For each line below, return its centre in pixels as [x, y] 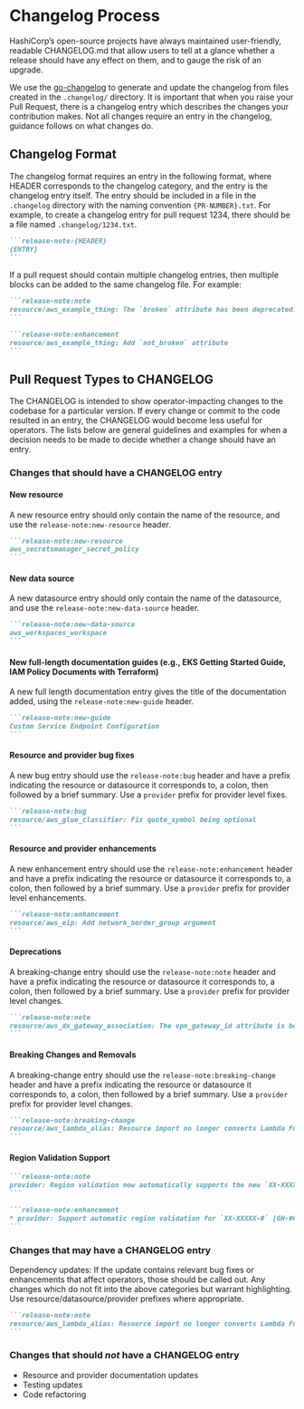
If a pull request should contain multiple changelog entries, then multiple [144, 275]
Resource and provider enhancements [83, 849]
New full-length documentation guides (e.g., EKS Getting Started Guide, [148, 661]
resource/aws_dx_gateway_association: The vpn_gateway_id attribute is [147, 1026]
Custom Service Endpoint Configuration [85, 727]
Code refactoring [54, 1394]
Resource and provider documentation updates [110, 1375]
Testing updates [52, 1385]
